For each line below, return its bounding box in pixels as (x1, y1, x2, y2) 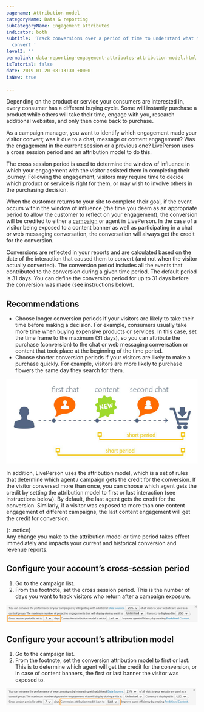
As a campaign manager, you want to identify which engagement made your (6, 129, 197, 136)
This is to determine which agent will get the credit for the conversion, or (15, 663, 197, 671)
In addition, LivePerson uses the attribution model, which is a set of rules (6, 469, 188, 476)
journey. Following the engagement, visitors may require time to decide (6, 174, 184, 181)
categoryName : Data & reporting (6, 16, 88, 23)
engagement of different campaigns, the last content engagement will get (6, 508, 191, 515)
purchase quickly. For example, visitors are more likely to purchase (15, 360, 183, 368)
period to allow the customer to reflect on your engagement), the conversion (6, 211, 198, 219)
